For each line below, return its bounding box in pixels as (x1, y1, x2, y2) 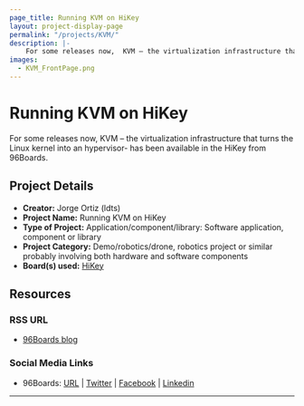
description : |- (9, 38, 71, 48)
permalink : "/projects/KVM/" (9, 30, 119, 39)
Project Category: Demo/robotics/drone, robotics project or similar (22, 241, 273, 252)
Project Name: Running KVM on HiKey (22, 212, 166, 223)
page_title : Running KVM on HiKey (9, 13, 140, 23)
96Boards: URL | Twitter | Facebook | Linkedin (22, 377, 195, 388)
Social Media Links (9, 357, 94, 370)
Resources (9, 286, 71, 302)
